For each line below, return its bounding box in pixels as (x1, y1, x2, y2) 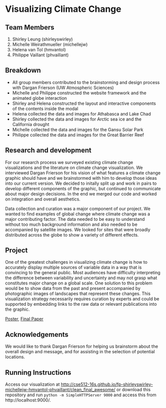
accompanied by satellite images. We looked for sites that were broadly (5, 226, 151, 233)
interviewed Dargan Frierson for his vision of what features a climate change (5, 169, 161, 176)
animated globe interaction (12, 95, 67, 101)
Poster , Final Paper (5, 316, 43, 322)
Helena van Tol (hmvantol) (12, 47, 66, 52)
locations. (5, 354, 25, 360)
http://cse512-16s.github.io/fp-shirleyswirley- (61, 381, 153, 387)
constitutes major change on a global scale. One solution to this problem (5, 280, 153, 286)
